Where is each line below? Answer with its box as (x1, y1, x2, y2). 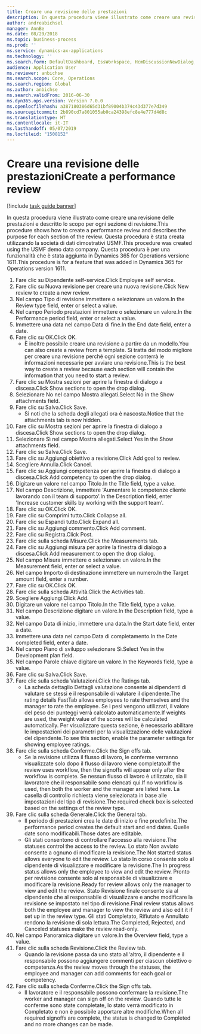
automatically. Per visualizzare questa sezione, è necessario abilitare (24, 721, 193, 729)
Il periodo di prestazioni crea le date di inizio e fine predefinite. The (24, 817, 187, 824)
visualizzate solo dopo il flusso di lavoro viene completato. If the (24, 760, 181, 767)
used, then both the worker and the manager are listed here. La (24, 785, 180, 792)
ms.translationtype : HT (7, 114, 66, 120)
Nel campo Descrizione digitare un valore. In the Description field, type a (15, 607, 193, 614)
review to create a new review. (15, 289, 91, 296)
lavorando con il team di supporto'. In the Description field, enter (15, 492, 172, 500)
